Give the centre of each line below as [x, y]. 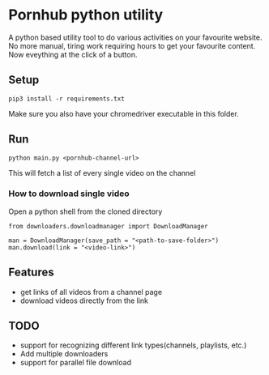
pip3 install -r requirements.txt [67, 99]
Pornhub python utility [86, 15]
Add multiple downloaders [64, 354]
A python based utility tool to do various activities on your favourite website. [135, 37]
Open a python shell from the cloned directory [85, 211]
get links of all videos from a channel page [91, 292]
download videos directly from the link [84, 300]
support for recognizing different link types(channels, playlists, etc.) [133, 345]
